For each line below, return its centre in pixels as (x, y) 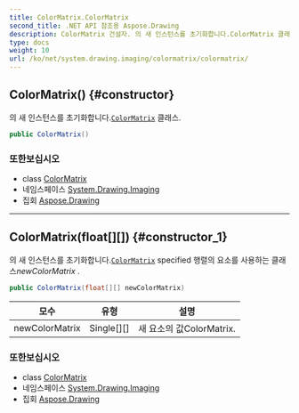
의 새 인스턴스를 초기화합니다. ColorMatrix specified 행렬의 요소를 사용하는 (139, 260)
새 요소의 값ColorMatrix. (186, 328)
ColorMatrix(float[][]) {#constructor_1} (119, 237)
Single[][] (109, 328)
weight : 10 (29, 51)
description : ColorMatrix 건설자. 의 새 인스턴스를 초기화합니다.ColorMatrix (141, 34)
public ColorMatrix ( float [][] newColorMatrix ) (97, 287)
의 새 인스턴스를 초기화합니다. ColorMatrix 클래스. (95, 117)
